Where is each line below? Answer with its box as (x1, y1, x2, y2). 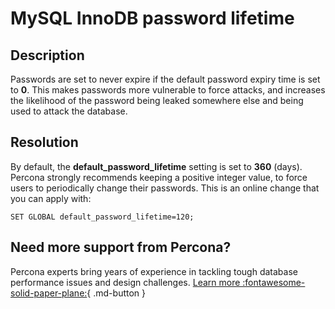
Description (10, 47, 85, 64)
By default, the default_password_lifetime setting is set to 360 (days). (10, 160, 303, 172)
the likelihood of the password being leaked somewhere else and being (10, 95, 304, 106)
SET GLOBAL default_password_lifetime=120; (10, 212, 195, 222)
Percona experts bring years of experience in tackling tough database (10, 265, 298, 277)
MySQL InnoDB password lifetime (10, 7, 295, 30)
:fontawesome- (242, 276, 306, 288)
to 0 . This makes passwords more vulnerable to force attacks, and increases (10, 84, 326, 96)
